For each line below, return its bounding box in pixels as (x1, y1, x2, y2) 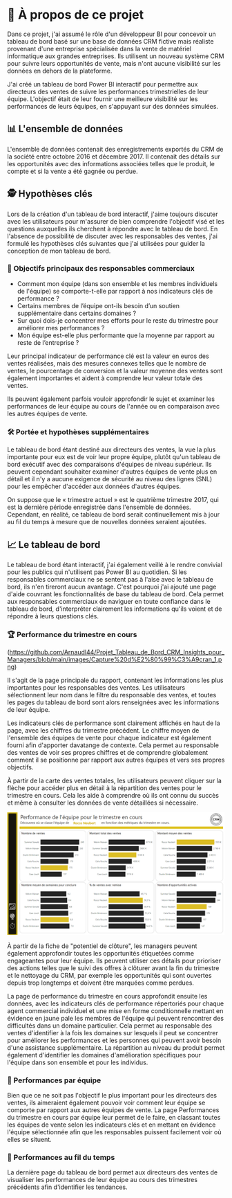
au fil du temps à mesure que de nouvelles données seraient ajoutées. (7, 518, 207, 526)
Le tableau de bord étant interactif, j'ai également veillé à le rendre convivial (7, 560, 223, 569)
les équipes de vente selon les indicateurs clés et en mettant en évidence (7, 1120, 216, 1129)
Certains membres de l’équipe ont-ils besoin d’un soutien (17, 301, 180, 310)
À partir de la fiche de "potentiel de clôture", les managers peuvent (7, 942, 197, 950)
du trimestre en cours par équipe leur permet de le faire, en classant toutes (7, 1114, 221, 1122)
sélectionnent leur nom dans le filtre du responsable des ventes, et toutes (7, 691, 217, 699)
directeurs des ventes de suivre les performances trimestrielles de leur (7, 87, 209, 96)
